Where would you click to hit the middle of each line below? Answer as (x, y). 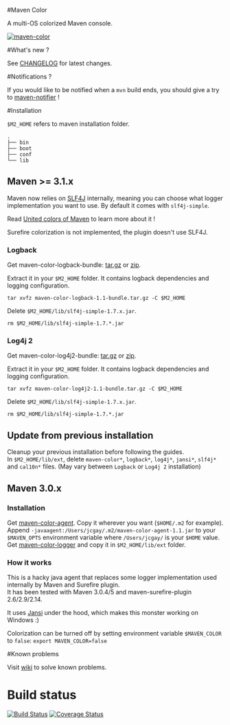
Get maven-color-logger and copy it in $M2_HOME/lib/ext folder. (97, 544)
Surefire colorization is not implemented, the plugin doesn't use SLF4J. (107, 232)
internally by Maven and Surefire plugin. (64, 585)
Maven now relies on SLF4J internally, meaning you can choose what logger (115, 198)
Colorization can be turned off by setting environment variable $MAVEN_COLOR (114, 634)
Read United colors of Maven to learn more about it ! (81, 219)
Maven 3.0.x (34, 488)
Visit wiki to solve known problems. (57, 667)
